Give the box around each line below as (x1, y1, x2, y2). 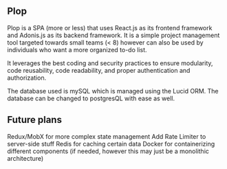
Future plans (7, 114, 62, 126)
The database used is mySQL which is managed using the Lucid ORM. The (7, 87, 219, 95)
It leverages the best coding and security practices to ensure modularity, (7, 58, 213, 67)
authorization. (7, 74, 47, 82)
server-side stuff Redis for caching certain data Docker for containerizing (7, 139, 215, 148)
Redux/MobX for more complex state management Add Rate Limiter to (7, 132, 206, 140)
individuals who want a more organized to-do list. (7, 45, 147, 54)
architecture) (7, 154, 44, 162)
